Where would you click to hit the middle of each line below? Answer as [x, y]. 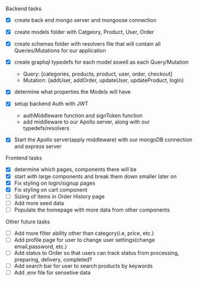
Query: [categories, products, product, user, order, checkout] [98, 74]
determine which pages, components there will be [75, 169]
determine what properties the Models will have [72, 92]
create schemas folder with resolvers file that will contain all [87, 44]
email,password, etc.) [41, 247]
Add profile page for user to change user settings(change [84, 239]
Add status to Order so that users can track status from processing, [97, 253]
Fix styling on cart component [51, 190]
